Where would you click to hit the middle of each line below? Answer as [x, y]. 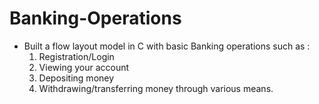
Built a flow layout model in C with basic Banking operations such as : [167, 46]
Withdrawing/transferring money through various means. [156, 88]
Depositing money [76, 78]
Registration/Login [76, 56]
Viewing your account [84, 67]
